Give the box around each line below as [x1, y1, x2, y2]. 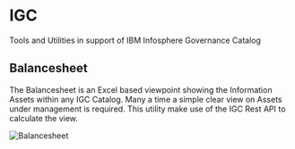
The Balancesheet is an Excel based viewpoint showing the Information [9, 84, 273, 95]
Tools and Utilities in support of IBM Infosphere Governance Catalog [9, 35, 262, 46]
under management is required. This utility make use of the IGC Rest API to [9, 103, 286, 114]
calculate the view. [9, 112, 79, 123]
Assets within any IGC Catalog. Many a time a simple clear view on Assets [9, 94, 282, 104]
